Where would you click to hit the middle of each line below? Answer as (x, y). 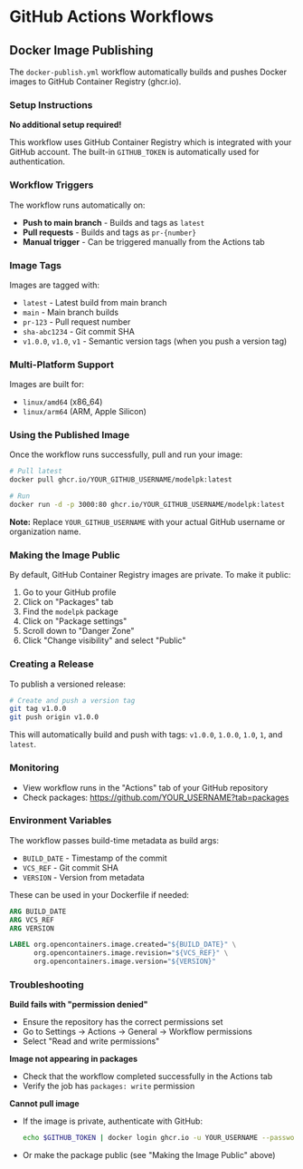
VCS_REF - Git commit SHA (71, 867)
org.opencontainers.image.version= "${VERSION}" (125, 962)
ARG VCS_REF (32, 920)
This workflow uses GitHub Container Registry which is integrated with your (151, 142)
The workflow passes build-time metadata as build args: (114, 840)
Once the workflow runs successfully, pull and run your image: (126, 454)
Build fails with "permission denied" (79, 1005)
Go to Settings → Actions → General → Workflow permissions (137, 1032)
